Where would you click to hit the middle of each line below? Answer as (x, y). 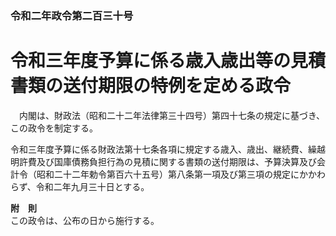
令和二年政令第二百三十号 (72, 15)
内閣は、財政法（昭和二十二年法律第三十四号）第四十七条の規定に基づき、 (172, 115)
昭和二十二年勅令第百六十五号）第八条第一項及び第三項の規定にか (172, 174)
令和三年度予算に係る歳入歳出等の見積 (168, 61)
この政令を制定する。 (54, 128)
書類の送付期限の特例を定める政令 (151, 86)
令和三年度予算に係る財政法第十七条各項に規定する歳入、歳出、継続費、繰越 (168, 149)
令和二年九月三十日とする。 (92, 186)
